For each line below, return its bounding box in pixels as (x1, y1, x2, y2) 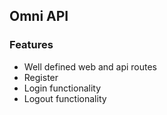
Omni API (9, 8, 69, 25)
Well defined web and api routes (23, 60, 157, 73)
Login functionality (23, 82, 102, 94)
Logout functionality (23, 92, 107, 104)
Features (9, 38, 54, 52)
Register (23, 71, 59, 83)
